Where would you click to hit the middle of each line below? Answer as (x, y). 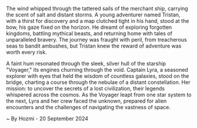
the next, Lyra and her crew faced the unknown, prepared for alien (86, 101)
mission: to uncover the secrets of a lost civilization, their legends (86, 88)
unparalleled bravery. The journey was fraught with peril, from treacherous (96, 40)
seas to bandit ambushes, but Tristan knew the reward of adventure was (94, 46)
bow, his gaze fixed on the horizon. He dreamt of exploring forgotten (89, 27)
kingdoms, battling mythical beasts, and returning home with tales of (89, 33)
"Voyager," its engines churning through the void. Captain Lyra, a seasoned (97, 70)
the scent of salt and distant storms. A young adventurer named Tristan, (93, 15)
